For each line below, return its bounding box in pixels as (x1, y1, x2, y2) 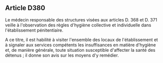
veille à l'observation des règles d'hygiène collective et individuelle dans (5, 22, 151, 28)
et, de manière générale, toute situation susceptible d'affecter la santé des (5, 47, 156, 53)
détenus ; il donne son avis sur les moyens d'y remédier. (5, 52, 119, 58)
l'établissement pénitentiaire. (5, 27, 64, 33)
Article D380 (5, 4, 46, 12)
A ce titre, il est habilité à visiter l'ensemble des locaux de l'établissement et (5, 37, 158, 42)
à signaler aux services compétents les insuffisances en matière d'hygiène (5, 42, 156, 48)
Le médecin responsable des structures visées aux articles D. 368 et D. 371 (5, 17, 157, 22)
